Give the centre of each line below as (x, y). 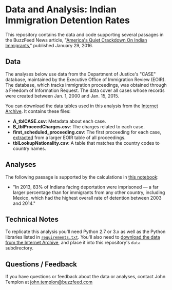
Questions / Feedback (41, 264)
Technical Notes (32, 219)
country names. (29, 148)
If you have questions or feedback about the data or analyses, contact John (85, 277)
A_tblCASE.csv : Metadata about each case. (59, 121)
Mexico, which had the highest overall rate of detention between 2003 (87, 198)
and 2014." (24, 203)
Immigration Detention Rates (68, 20)
